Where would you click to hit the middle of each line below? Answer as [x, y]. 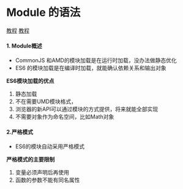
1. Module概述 [24, 46]
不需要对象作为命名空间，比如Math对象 [65, 117]
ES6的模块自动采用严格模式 [50, 146]
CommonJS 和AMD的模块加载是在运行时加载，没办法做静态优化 [96, 60]
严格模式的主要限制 [31, 160]
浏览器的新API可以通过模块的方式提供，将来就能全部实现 [87, 109]
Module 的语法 [43, 12]
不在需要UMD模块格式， [46, 102]
